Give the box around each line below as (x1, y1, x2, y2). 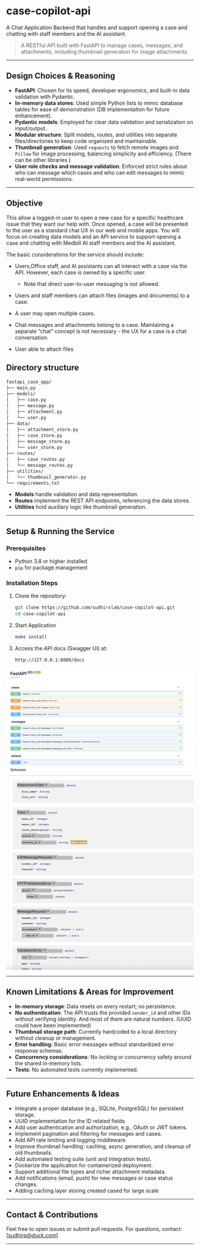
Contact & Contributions (6, 1210, 98, 1220)
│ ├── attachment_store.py (6, 427, 79, 433)
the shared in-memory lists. (14, 1059, 83, 1067)
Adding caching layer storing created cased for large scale (14, 1187, 159, 1194)
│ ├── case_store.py (6, 433, 62, 439)
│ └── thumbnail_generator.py (6, 475, 86, 481)
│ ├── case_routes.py (6, 457, 65, 463)
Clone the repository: (14, 593, 67, 600)
